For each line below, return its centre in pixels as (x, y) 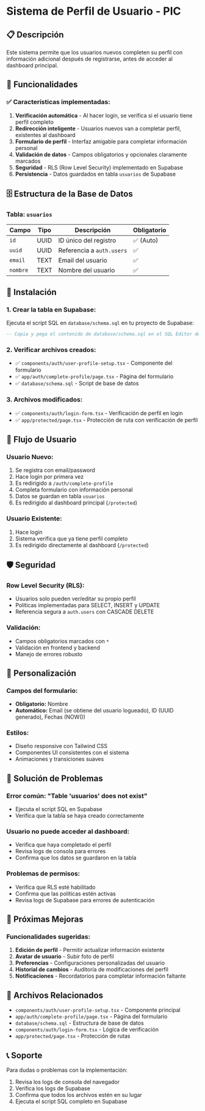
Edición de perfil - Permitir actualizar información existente (90, 950)
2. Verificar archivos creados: (51, 350)
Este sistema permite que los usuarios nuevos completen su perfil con (95, 52)
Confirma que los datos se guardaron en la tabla (76, 858)
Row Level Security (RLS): (45, 585)
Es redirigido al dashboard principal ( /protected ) (76, 503)
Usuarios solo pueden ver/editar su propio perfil (75, 599)
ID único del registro (87, 241)
